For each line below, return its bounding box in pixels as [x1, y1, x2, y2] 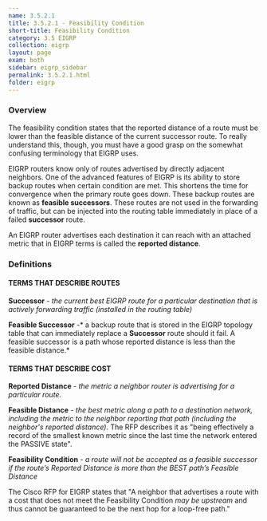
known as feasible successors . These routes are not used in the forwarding [8, 197, 259, 207]
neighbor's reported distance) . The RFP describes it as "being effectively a [8, 422, 254, 432]
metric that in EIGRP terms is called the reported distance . [8, 239, 201, 248]
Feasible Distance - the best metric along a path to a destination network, [8, 405, 253, 415]
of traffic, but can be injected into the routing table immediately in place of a [8, 206, 258, 215]
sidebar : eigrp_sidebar [8, 64, 88, 72]
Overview [8, 105, 47, 116]
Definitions [8, 259, 53, 270]
